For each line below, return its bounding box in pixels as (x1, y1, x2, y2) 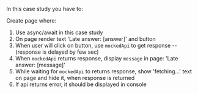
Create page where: (6, 17, 57, 24)
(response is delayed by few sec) (15, 48, 99, 56)
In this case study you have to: (6, 5, 84, 12)
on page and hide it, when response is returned (15, 74, 135, 81)
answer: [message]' (15, 61, 65, 68)
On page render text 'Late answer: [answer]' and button (15, 35, 156, 42)
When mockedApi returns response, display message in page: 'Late (15, 55, 178, 62)
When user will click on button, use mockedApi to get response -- (15, 42, 177, 49)
